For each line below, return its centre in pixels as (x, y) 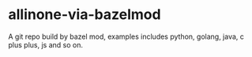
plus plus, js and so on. (45, 44)
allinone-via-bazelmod (85, 15)
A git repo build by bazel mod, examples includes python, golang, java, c (126, 36)
